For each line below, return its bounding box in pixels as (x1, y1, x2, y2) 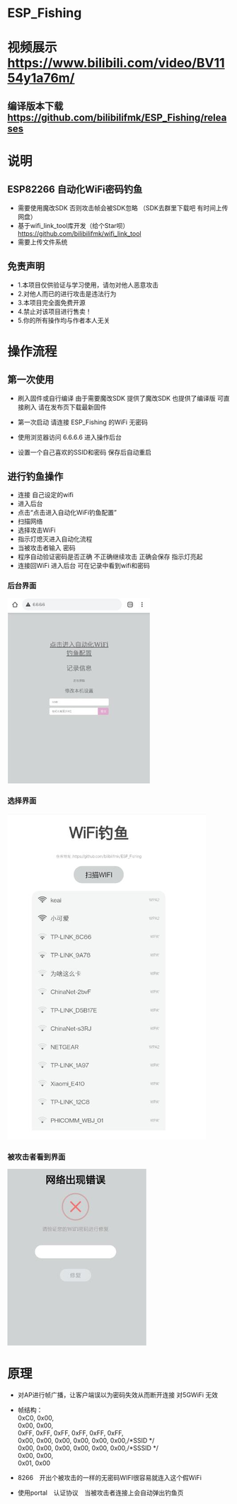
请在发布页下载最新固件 (37, 402, 107, 411)
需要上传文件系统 (17, 237, 68, 246)
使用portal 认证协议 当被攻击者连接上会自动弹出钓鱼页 (17, 1488, 184, 1497)
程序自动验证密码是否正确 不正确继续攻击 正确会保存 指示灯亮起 (17, 552, 203, 561)
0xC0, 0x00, (17, 1414, 54, 1423)
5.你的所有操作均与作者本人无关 (17, 316, 110, 324)
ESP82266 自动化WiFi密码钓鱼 (7, 183, 143, 195)
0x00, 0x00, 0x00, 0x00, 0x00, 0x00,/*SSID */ (17, 1436, 155, 1445)
